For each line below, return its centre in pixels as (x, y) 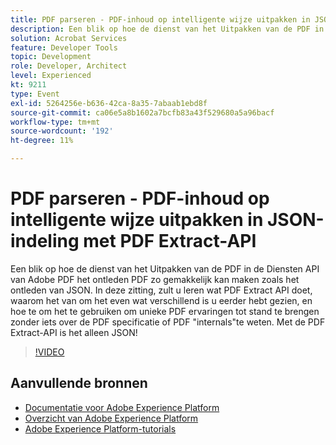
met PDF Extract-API (170, 241)
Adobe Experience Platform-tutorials (100, 428)
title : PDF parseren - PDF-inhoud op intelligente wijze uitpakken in (160, 19)
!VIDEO (49, 352)
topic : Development (51, 57)
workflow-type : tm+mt (55, 122)
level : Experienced (51, 76)
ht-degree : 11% (42, 141)
